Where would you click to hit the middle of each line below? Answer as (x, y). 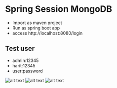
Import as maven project (37, 23)
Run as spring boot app (36, 28)
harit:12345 (24, 65)
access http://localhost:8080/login (47, 33)
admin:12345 (25, 60)
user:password (27, 71)
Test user (20, 48)
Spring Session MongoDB (59, 9)
